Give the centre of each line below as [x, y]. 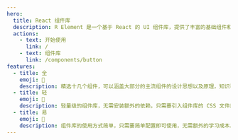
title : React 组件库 [42, 21]
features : [21, 66]
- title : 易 [30, 112]
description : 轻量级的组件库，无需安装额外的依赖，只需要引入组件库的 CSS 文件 [125, 106]
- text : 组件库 [40, 54]
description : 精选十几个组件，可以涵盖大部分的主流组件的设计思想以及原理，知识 [125, 86]
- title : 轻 [30, 93]
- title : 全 [30, 73]
